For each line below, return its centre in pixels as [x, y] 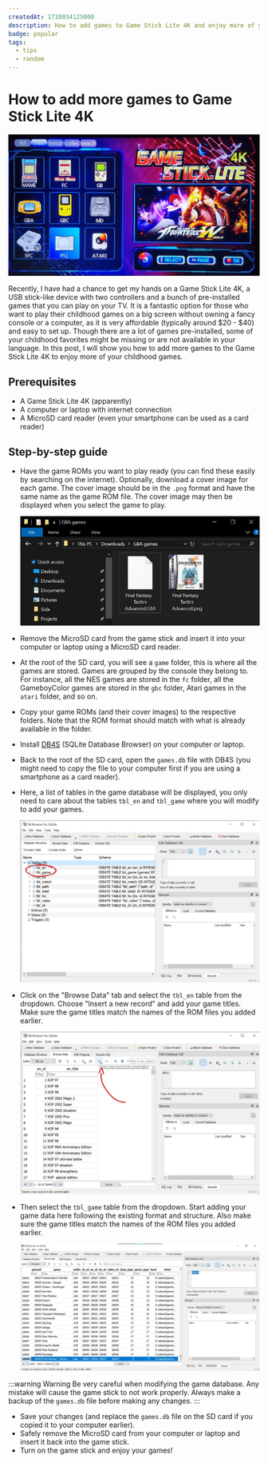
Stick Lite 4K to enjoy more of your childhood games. [96, 357]
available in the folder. [56, 728]
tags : [17, 42]
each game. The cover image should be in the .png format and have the [137, 488]
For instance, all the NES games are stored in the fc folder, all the [126, 679]
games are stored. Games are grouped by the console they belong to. [134, 671]
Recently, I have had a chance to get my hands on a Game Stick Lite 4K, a [129, 289]
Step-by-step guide [58, 452]
